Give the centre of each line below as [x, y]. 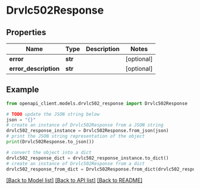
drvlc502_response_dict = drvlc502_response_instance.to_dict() [87, 158]
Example [23, 90]
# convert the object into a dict [49, 152]
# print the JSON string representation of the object [76, 136]
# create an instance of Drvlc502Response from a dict [76, 163]
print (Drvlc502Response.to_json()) [50, 142]
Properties [26, 32]
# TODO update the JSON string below [53, 114]
